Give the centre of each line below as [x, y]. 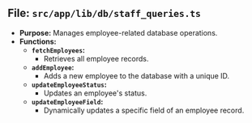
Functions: [38, 41]
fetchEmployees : [58, 50]
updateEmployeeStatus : [69, 84]
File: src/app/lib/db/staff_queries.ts [105, 13]
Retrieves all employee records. [96, 58]
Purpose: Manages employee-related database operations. [118, 32]
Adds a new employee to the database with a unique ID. [137, 75]
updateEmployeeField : [67, 101]
